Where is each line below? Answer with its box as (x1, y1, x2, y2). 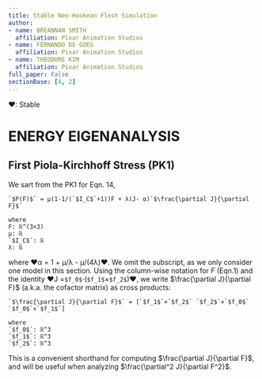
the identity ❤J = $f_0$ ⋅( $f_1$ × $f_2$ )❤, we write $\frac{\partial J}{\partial (8, 274, 252, 283)
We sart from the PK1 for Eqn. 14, (8, 180, 116, 189)
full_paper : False (8, 70, 69, 78)
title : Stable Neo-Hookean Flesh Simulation (8, 11, 158, 20)
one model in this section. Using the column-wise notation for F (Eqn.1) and (8, 266, 253, 275)
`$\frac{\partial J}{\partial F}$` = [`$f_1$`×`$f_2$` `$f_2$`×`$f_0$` (8, 298, 249, 305)
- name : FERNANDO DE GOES (8, 41, 93, 49)
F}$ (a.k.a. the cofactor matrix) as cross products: (8, 282, 172, 292)
